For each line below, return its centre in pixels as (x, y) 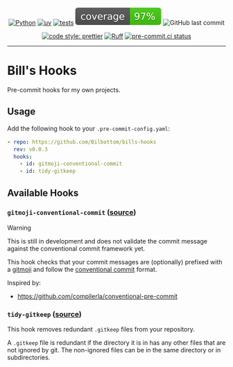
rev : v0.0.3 (31, 149)
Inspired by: (24, 282)
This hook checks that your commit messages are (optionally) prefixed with (115, 262)
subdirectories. (29, 357)
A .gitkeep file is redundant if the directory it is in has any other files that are (116, 343)
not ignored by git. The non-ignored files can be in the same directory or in (114, 350)
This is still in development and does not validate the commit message (107, 241)
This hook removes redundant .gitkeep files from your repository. (101, 330)
